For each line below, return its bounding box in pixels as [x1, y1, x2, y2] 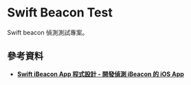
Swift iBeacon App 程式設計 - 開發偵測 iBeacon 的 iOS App [16, 70, 184, 78]
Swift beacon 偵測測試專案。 [7, 28, 89, 36]
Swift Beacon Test [7, 5, 113, 21]
